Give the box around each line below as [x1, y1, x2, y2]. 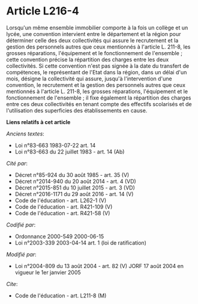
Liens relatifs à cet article [6, 118, 71, 125]
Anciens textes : [6, 130, 45, 137]
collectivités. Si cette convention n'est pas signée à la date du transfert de [6, 62, 190, 70]
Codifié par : [6, 221, 36, 228]
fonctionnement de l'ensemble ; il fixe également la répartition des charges [6, 94, 191, 101]
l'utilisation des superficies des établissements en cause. [6, 107, 148, 114]
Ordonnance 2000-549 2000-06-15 [14, 233, 104, 240]
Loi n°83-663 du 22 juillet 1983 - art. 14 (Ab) [14, 148, 125, 155]
